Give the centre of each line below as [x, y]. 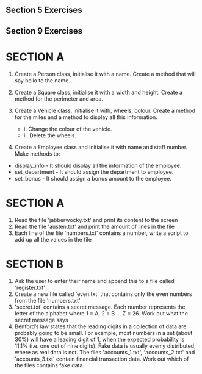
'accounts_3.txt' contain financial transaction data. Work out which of [102, 359]
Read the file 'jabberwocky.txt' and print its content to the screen [96, 220]
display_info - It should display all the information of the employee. [98, 165]
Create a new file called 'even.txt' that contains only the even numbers [103, 294]
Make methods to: [37, 153]
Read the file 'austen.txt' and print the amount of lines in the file [95, 226]
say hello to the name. [42, 80]
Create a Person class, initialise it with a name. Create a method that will [105, 74]
